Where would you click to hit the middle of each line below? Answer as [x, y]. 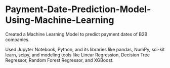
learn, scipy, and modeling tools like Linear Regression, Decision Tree [78, 55]
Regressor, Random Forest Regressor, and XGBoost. [59, 60]
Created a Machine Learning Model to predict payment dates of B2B [76, 34]
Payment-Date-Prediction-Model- [78, 9]
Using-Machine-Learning [60, 20]
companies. [17, 40]
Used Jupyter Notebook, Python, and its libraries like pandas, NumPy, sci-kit [85, 49]
